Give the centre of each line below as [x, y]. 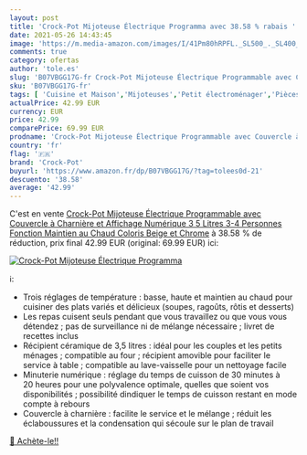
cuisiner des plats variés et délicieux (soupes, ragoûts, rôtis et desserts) [159, 307]
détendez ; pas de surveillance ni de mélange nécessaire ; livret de [148, 326]
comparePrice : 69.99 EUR [57, 129]
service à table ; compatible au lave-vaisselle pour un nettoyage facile [154, 365]
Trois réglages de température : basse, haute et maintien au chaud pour [158, 297]
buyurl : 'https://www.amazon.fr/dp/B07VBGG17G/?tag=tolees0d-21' [136, 171]
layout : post [34, 18]
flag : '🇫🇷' [32, 153]
